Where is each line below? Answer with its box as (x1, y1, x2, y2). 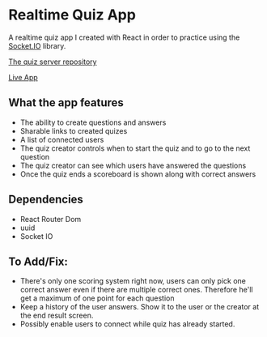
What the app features (8, 96, 124, 110)
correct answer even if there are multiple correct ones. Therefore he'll (19, 285, 253, 295)
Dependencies (8, 193, 83, 207)
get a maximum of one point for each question (19, 293, 175, 303)
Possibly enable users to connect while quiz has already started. (19, 319, 235, 329)
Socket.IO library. (8, 41, 66, 50)
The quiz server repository (8, 57, 97, 66)
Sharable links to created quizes (19, 126, 128, 135)
